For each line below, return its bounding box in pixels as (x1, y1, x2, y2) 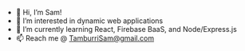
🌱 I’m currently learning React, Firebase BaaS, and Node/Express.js (15, 25, 237, 33)
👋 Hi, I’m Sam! (15, 8, 62, 17)
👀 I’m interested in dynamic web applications (15, 16, 164, 25)
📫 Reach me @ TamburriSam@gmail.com (15, 33, 154, 43)
